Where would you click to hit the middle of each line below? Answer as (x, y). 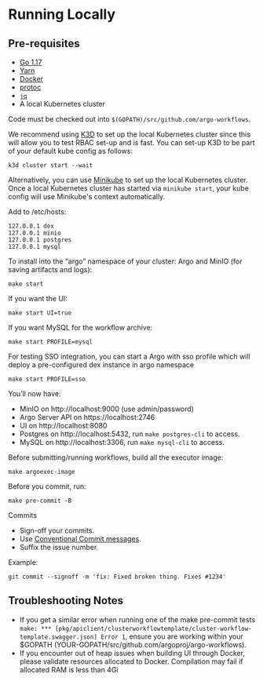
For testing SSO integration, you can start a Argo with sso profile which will (129, 356)
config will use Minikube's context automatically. (87, 197)
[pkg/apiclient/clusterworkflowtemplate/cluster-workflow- (153, 628)
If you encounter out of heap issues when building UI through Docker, (132, 653)
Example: (23, 562)
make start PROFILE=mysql (50, 342)
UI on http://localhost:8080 (63, 426)
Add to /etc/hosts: (37, 212)
